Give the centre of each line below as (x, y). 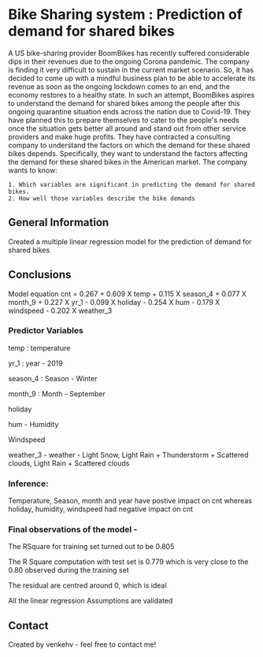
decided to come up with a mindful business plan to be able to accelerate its (132, 78)
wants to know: (33, 170)
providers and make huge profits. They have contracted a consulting (119, 136)
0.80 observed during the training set (69, 570)
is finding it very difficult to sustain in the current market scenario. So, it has (131, 69)
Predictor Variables (46, 331)
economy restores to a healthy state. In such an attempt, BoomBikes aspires (131, 95)
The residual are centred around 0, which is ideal (87, 585)
